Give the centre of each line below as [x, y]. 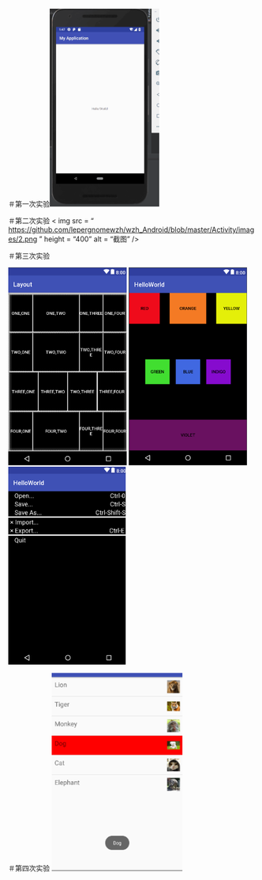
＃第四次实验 [29, 868]
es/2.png [23, 239]
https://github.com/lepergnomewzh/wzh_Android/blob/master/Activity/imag [131, 229]
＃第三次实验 [29, 256]
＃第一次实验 [29, 204]
